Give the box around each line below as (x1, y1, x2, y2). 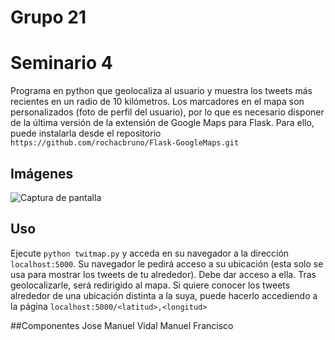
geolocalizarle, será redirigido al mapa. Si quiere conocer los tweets (10, 279, 291, 291)
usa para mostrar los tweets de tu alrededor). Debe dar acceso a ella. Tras (10, 268, 317, 280)
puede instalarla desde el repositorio (10, 127, 162, 140)
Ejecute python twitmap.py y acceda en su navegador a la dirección (10, 247, 290, 259)
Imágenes (10, 165, 74, 182)
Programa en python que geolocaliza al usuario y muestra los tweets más (10, 85, 313, 97)
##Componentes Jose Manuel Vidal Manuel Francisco (10, 319, 234, 331)
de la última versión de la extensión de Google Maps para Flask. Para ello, (10, 117, 315, 129)
